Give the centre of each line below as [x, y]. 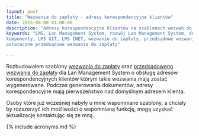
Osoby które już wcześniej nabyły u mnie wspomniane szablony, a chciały [96, 102]
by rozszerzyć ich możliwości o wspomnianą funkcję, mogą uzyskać [90, 109]
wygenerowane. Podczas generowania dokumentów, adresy [80, 85]
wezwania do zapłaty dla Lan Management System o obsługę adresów [92, 72]
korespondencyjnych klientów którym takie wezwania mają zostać [87, 79]
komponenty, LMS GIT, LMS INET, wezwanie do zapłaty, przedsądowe [90, 39]
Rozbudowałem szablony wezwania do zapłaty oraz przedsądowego [90, 66]
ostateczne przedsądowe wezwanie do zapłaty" [63, 45]
